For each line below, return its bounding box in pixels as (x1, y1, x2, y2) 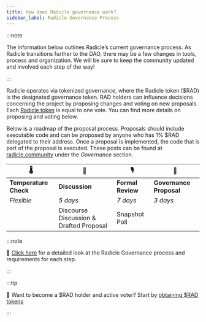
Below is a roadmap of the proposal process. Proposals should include (6, 125, 185, 132)
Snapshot (116, 210, 145, 218)
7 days (116, 196, 137, 204)
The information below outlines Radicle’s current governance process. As (6, 44, 191, 51)
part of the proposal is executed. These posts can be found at (6, 144, 162, 151)
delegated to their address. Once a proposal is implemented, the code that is (6, 137, 200, 145)
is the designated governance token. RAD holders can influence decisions (6, 93, 193, 101)
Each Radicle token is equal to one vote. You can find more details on (6, 106, 181, 113)
